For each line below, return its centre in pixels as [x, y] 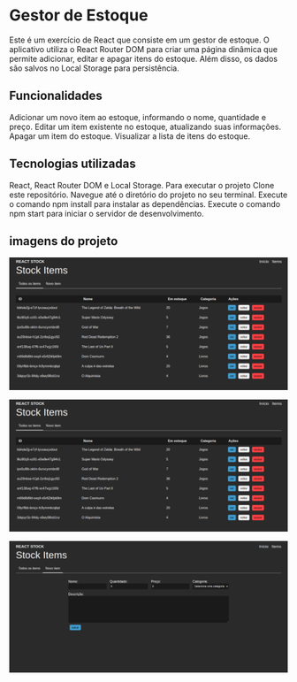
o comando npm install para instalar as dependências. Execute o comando [145, 203]
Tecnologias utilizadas [72, 164]
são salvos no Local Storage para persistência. [94, 68]
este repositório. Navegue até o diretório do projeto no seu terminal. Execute [148, 195]
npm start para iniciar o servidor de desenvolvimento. [107, 213]
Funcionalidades [56, 96]
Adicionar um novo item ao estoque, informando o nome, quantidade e [138, 117]
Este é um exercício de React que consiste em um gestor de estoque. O [139, 40]
